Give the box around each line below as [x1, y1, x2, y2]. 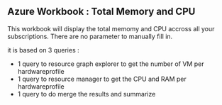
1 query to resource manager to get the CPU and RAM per [17, 74, 187, 83]
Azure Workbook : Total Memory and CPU [7, 6, 196, 18]
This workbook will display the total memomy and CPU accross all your [7, 24, 215, 33]
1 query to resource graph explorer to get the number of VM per [17, 60, 204, 68]
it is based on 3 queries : [7, 45, 79, 54]
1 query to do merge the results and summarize [17, 89, 156, 98]
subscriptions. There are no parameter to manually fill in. [7, 32, 173, 40]
